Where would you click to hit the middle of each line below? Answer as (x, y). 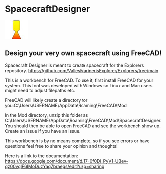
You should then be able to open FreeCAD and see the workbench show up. (83, 126)
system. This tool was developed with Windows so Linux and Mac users (79, 85)
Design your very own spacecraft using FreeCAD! (83, 53)
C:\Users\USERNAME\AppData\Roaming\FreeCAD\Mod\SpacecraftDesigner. (83, 120)
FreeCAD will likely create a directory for (46, 100)
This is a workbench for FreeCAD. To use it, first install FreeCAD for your (79, 80)
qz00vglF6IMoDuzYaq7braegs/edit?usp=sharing (55, 166)
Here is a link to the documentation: (41, 156)
